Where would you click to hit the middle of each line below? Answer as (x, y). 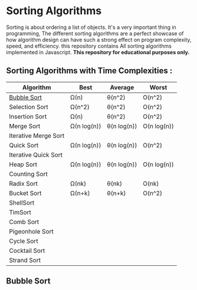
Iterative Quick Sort (36, 154)
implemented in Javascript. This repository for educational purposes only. (98, 52)
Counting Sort (29, 174)
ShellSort (22, 203)
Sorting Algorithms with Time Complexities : (89, 71)
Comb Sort (24, 222)
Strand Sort (25, 260)
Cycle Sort (24, 241)
